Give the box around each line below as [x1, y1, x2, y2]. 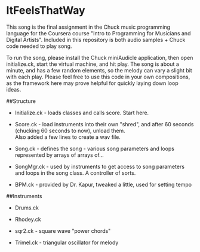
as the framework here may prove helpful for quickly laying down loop [6, 79, 179, 87]
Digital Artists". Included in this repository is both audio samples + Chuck [6, 36, 186, 43]
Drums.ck [14, 204, 39, 211]
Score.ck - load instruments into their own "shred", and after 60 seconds [14, 120, 194, 127]
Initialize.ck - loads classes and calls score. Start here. [14, 109, 149, 116]
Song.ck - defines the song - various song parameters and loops [14, 145, 175, 152]
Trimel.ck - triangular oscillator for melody [14, 239, 119, 246]
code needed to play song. [6, 42, 72, 50]
